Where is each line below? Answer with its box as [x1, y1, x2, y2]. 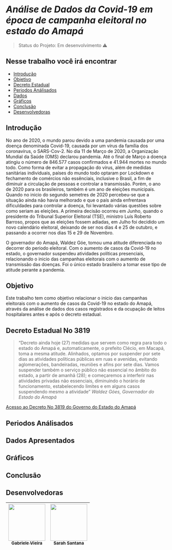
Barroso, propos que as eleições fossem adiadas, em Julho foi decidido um [6, 218, 165, 225]
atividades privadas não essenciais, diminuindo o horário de [18, 378, 145, 384]
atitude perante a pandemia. [6, 267, 66, 273]
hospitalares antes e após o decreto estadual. [6, 311, 102, 318]
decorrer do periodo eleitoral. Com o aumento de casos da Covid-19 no [6, 245, 157, 251]
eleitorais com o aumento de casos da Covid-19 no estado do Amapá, [6, 300, 153, 306]
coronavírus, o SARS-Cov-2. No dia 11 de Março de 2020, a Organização [6, 148, 159, 154]
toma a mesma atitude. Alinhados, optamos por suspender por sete [18, 350, 161, 357]
